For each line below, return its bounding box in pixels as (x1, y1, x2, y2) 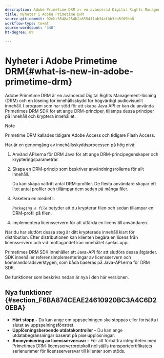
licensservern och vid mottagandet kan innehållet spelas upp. (5, 239, 129, 245)
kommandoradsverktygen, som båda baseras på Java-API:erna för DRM (5, 259, 150, 265)
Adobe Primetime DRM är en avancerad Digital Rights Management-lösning (5, 92, 157, 98)
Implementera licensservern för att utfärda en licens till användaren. (12, 219, 148, 226)
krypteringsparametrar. (12, 156, 59, 162)
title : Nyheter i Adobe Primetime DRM (5, 12, 84, 17)
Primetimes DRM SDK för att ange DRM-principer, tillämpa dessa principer (5, 108, 155, 114)
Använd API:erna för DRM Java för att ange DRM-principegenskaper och (12, 151, 159, 157)
